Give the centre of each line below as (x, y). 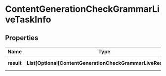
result (15, 63)
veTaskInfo (28, 19)
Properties (22, 38)
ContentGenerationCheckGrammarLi (82, 9)
